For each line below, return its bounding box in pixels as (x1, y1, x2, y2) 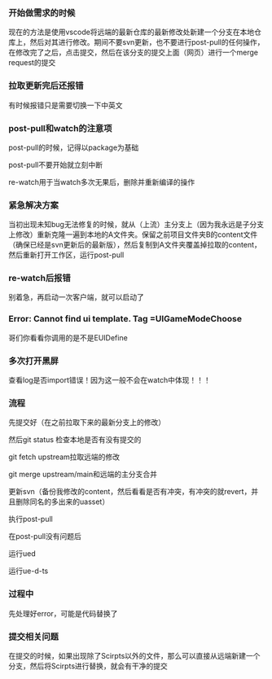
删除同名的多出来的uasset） (15, 497, 110, 506)
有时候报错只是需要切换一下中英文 (8, 100, 123, 110)
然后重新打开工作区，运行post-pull (8, 250, 125, 260)
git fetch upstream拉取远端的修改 (8, 452, 121, 462)
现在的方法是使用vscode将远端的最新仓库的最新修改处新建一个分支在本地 (8, 27, 255, 37)
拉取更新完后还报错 (8, 80, 84, 91)
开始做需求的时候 (8, 7, 76, 18)
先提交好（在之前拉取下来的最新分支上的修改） (8, 418, 165, 427)
